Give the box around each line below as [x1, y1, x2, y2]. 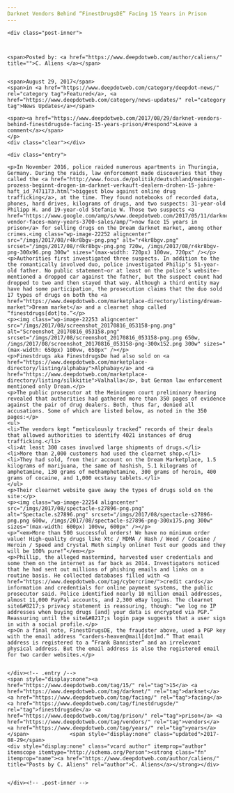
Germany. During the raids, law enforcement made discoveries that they [7, 169, 223, 176]
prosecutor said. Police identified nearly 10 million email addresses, [7, 590, 223, 597]
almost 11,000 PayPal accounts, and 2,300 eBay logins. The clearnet [7, 596, 214, 603]
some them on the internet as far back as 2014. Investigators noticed [7, 560, 219, 567]
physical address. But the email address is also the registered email [7, 645, 219, 652]
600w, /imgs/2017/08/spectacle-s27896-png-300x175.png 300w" [32, 517, 214, 524]
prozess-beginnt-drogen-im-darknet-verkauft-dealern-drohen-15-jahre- [7, 182, 217, 189]
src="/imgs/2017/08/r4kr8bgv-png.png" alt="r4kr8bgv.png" [7, 236, 179, 244]
